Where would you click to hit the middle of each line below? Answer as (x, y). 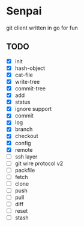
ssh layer (26, 156)
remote (24, 149)
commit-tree (30, 88)
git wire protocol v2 (39, 163)
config (23, 143)
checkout (26, 136)
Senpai (24, 11)
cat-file (24, 75)
